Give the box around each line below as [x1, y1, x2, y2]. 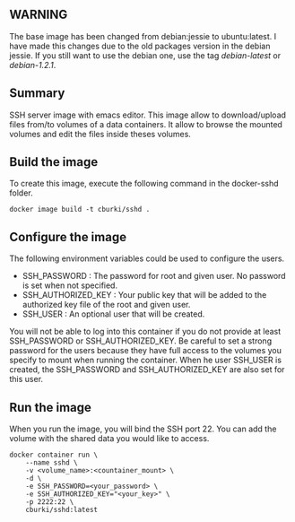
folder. [9, 187, 33, 198]
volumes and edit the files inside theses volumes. [9, 128, 191, 139]
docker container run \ [9, 450, 99, 460]
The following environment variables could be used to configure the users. [9, 253, 285, 264]
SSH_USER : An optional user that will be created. [22, 309, 205, 319]
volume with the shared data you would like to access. [9, 433, 210, 444]
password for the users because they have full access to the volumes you [9, 345, 282, 356]
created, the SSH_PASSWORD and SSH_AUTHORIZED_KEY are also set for [9, 364, 285, 375]
